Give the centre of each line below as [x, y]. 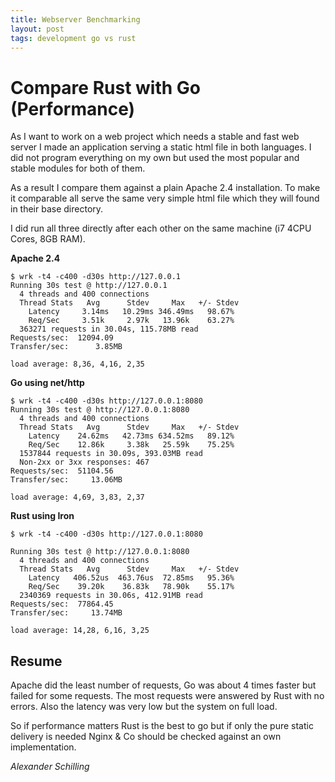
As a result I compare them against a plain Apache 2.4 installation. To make [165, 188]
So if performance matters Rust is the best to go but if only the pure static [162, 726]
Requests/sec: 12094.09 [62, 338]
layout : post [37, 29]
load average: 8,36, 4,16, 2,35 [77, 364]
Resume [36, 661]
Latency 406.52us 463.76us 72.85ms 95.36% [131, 578]
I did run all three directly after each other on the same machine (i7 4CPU [161, 228]
